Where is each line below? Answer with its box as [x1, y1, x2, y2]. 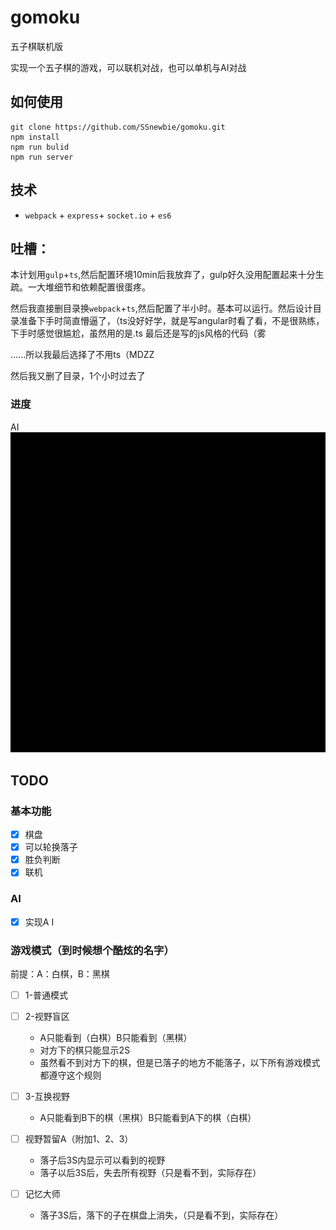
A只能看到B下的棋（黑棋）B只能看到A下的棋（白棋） [39, 1112, 257, 1124]
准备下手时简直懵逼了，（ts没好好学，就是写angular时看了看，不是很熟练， [18, 315, 325, 327]
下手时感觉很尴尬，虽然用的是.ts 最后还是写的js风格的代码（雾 [10, 327, 267, 340]
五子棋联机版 [10, 40, 63, 52]
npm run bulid [10, 142, 70, 152]
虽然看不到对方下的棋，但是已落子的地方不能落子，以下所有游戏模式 [39, 1057, 321, 1069]
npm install [10, 132, 60, 142]
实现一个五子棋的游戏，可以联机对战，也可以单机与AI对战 [10, 61, 247, 73]
